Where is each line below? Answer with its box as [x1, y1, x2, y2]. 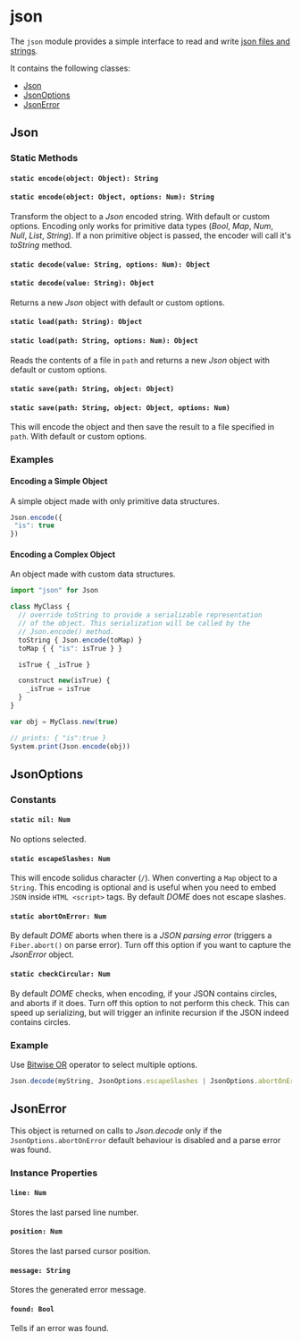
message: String [10, 1266, 71, 1275]
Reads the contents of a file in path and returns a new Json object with [10, 354, 271, 365]
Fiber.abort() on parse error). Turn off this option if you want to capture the [10, 940, 291, 951]
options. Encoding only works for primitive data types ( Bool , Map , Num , [10, 221, 273, 232]
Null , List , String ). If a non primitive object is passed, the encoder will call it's [10, 230, 291, 241]
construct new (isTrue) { [18, 676, 111, 686]
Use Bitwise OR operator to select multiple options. [10, 1059, 198, 1070]
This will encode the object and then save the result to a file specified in [10, 422, 275, 432]
